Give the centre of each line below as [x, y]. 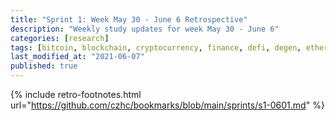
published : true [44, 66]
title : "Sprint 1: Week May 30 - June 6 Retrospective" [129, 19]
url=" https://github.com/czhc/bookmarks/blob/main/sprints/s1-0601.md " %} [167, 105]
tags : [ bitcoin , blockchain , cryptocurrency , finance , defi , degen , [156, 47]
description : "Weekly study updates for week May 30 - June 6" [145, 29]
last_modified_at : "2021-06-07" [77, 57]
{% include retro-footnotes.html [76, 94]
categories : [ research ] [60, 38]
